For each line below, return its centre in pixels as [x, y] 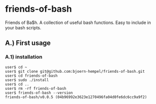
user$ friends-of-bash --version [39, 93]
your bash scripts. [23, 27]
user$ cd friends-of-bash [31, 76]
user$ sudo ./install [27, 80]
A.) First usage [28, 43]
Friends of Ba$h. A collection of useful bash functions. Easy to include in [78, 22]
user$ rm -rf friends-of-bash [36, 88]
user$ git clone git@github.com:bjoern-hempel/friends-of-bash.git [75, 71]
